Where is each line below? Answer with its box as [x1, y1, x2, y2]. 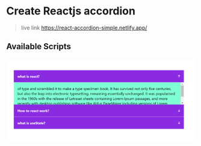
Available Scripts [6, 41, 71, 52]
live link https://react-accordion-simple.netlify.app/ [20, 24, 147, 31]
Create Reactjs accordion [6, 4, 135, 18]
